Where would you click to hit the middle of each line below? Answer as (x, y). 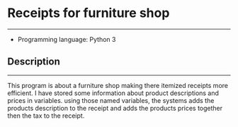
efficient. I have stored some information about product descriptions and (113, 93)
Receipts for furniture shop (89, 13)
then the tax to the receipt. (46, 116)
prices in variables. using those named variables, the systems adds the (111, 100)
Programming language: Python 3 (67, 39)
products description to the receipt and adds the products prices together (115, 108)
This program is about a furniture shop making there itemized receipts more (118, 85)
